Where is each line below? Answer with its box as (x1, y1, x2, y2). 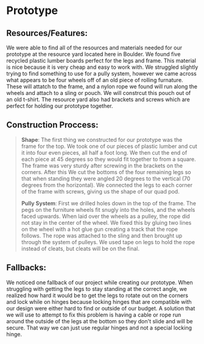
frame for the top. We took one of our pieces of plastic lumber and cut (21, 142, 198, 150)
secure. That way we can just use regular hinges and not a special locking (6, 324, 192, 331)
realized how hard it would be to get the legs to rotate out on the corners (6, 292, 189, 299)
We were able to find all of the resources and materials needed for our (6, 44, 183, 51)
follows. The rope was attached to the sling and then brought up (21, 232, 183, 239)
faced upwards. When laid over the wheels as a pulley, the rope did (21, 212, 190, 220)
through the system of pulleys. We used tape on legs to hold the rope (21, 238, 195, 245)
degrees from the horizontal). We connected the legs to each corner (21, 181, 193, 189)
